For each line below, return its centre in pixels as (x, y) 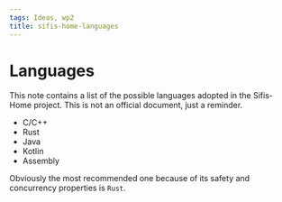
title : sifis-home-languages (64, 26)
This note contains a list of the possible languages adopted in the (131, 96)
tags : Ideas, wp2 (42, 18)
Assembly (41, 161)
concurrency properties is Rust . (68, 188)
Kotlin (33, 151)
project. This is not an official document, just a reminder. (138, 106)
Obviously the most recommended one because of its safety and (130, 179)
